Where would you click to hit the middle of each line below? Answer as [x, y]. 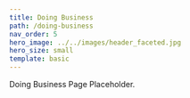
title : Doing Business [51, 17]
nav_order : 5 [33, 34]
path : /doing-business [51, 26]
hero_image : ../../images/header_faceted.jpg [95, 42]
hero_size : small [41, 51]
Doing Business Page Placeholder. [72, 84]
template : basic [39, 59]
